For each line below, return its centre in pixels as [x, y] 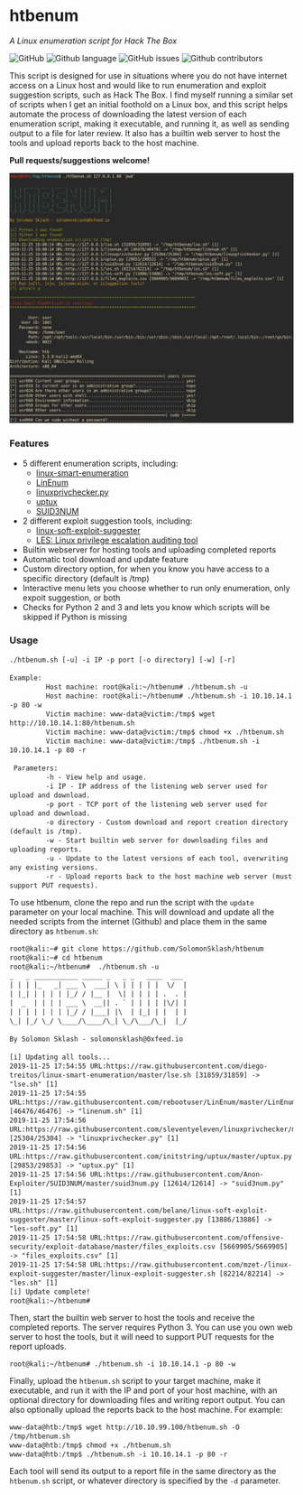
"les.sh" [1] [34, 1283]
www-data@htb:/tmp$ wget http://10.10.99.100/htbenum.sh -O [125, 1427]
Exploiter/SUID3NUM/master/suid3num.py [84, 1184]
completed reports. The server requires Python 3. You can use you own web [151, 1327]
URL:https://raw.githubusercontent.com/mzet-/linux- [191, 1265]
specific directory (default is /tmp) [86, 578]
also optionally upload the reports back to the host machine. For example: [146, 1409]
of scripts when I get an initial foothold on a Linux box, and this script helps [149, 104]
